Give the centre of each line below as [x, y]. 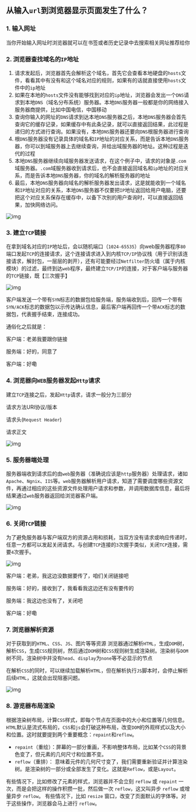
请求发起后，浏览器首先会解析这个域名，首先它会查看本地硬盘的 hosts [98, 73]
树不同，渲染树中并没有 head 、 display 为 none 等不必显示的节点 [79, 658]
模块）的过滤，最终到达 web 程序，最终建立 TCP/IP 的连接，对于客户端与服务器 [97, 269]
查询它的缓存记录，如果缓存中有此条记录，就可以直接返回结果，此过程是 [101, 124]
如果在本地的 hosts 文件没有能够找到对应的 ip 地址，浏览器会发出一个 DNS [99, 95]
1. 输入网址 [21, 29]
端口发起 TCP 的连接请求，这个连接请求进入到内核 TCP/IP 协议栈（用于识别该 [94, 254]
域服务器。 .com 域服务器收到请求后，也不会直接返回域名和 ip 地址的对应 [99, 168]
